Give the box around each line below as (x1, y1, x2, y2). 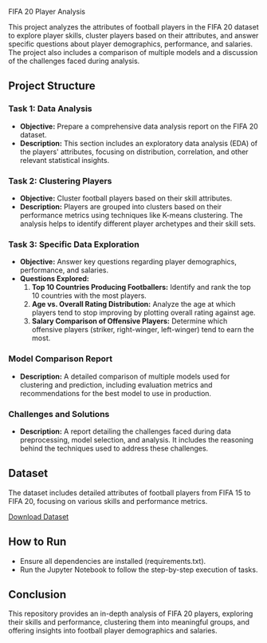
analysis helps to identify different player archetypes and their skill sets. (19, 219, 257, 228)
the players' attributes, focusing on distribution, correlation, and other (19, 147, 249, 157)
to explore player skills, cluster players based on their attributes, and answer (8, 31, 259, 40)
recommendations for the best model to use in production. (19, 388, 212, 398)
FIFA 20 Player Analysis (8, 7, 86, 16)
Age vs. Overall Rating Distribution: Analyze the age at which (31, 300, 236, 309)
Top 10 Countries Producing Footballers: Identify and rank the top (31, 283, 251, 292)
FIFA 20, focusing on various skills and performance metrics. (8, 496, 208, 506)
